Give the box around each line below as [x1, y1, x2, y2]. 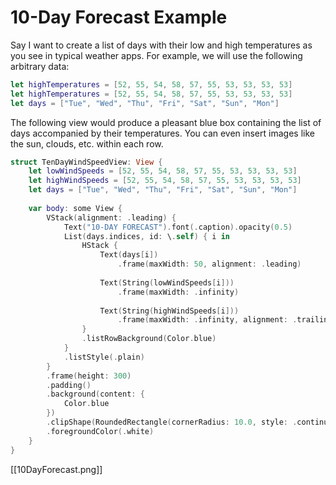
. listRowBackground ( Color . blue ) [81, 334, 217, 344]
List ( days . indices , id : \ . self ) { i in [63, 231, 230, 241]
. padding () [46, 380, 92, 390]
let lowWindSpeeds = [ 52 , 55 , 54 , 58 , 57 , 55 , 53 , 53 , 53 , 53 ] [28, 166, 298, 176]
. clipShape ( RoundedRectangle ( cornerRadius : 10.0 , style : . [46, 417, 298, 428]
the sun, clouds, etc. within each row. [10, 137, 164, 150]
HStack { [81, 241, 118, 251]
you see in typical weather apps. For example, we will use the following [10, 49, 303, 61]
